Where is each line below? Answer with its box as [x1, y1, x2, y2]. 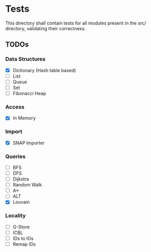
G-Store [12, 223, 30, 230]
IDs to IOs [12, 235, 34, 241]
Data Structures [5, 56, 46, 63]
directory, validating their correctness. [5, 25, 86, 31]
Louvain [12, 199, 30, 205]
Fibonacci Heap [12, 90, 46, 96]
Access [5, 103, 25, 110]
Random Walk [12, 182, 42, 188]
